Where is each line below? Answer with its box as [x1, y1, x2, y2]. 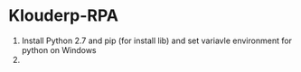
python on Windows [21, 44, 97, 55]
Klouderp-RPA [8, 5, 119, 26]
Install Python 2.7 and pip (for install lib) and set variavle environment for [21, 35, 293, 46]
